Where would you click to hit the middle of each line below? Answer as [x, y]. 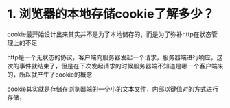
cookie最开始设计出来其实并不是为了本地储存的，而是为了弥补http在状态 [110, 34]
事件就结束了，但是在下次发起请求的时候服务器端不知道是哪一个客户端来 [121, 66]
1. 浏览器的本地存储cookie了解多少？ [111, 14]
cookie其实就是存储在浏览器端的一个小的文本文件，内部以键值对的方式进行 [113, 89]
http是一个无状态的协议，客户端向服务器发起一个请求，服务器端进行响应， [112, 57]
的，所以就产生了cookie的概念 [50, 74]
